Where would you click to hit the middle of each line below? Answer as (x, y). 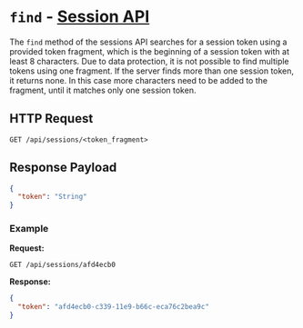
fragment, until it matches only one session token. (103, 90)
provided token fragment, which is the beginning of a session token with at (149, 51)
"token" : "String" (53, 197)
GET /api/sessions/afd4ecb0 (63, 265)
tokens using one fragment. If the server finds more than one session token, (151, 71)
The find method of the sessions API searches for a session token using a (148, 42)
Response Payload (63, 168)
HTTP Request (51, 119)
